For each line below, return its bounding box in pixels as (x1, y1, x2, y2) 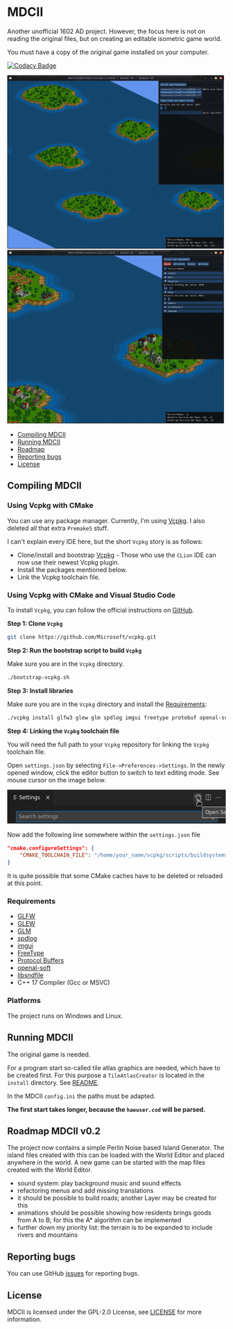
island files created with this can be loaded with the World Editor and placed (7, 1151, 225, 1159)
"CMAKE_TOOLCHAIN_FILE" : (19, 852, 92, 859)
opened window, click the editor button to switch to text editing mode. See (7, 768, 220, 777)
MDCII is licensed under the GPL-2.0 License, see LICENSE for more (7, 1308, 202, 1317)
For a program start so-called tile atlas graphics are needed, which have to (7, 1063, 221, 1072)
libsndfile (17, 971, 44, 979)
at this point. (7, 879, 43, 888)
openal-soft (17, 963, 51, 972)
